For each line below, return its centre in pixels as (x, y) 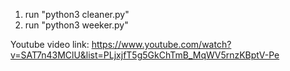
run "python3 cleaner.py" (77, 14)
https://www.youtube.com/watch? (161, 44)
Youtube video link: (50, 44)
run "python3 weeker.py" (76, 25)
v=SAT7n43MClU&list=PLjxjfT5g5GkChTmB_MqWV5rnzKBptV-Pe (145, 55)
